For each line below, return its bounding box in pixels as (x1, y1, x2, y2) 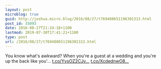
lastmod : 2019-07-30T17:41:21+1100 (5, 30, 79, 35)
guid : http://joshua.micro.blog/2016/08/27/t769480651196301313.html (5, 16, 152, 21)
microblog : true (5, 12, 39, 17)
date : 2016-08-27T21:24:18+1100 (5, 26, 72, 31)
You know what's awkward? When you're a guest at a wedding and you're (5, 53, 157, 59)
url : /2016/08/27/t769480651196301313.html (5, 39, 97, 44)
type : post (5, 35, 28, 40)
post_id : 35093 (5, 21, 37, 26)
